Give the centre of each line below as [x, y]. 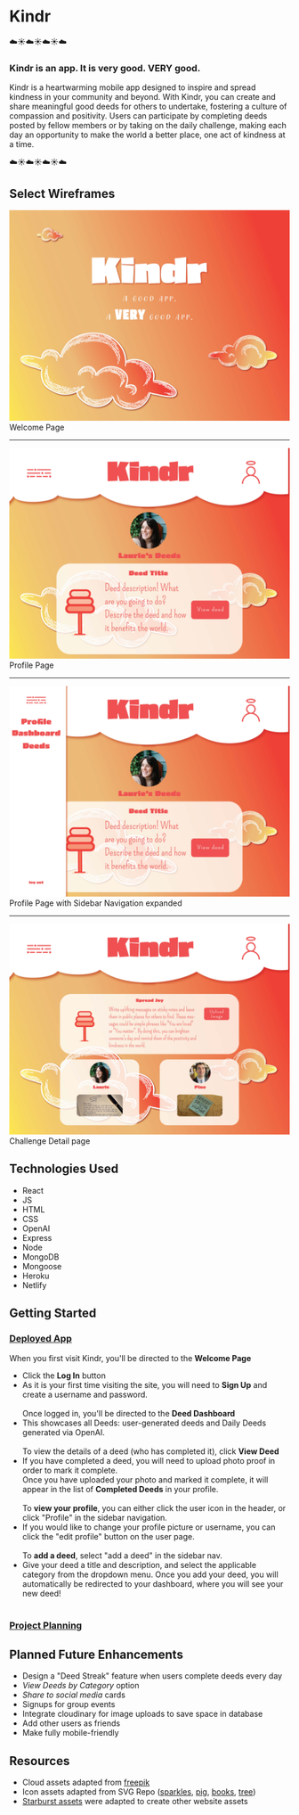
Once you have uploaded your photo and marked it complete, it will [145, 1479]
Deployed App [41, 1339]
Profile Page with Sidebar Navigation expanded [96, 903]
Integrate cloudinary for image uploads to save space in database [142, 1714]
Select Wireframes [62, 193]
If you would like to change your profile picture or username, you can [149, 1527]
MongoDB [40, 1257]
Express [37, 1237]
